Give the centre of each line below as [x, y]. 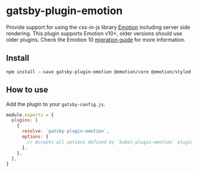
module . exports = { [30, 115]
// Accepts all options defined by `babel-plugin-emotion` [101, 142]
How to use [27, 90]
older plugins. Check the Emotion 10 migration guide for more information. [96, 39]
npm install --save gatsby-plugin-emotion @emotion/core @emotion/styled [99, 72]
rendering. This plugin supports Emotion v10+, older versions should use [94, 33]
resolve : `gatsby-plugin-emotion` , [65, 131]
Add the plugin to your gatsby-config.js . [56, 104]
